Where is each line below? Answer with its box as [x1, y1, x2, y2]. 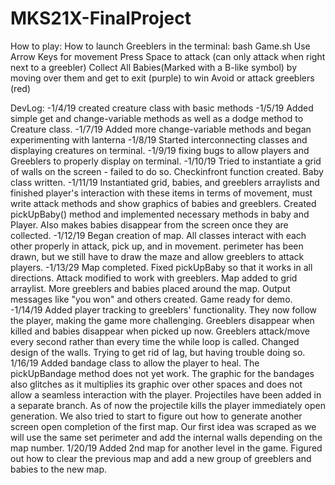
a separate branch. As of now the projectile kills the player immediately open [10, 399, 326, 411]
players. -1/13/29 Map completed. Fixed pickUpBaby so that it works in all [10, 261, 313, 273]
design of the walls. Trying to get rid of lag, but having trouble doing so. [10, 346, 306, 358]
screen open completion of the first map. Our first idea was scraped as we [10, 420, 317, 432]
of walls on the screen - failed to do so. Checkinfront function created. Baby [10, 165, 324, 177]
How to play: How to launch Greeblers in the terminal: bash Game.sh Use [10, 40, 311, 52]
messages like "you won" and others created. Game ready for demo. [10, 293, 293, 305]
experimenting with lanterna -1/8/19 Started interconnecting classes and [10, 133, 308, 146]
